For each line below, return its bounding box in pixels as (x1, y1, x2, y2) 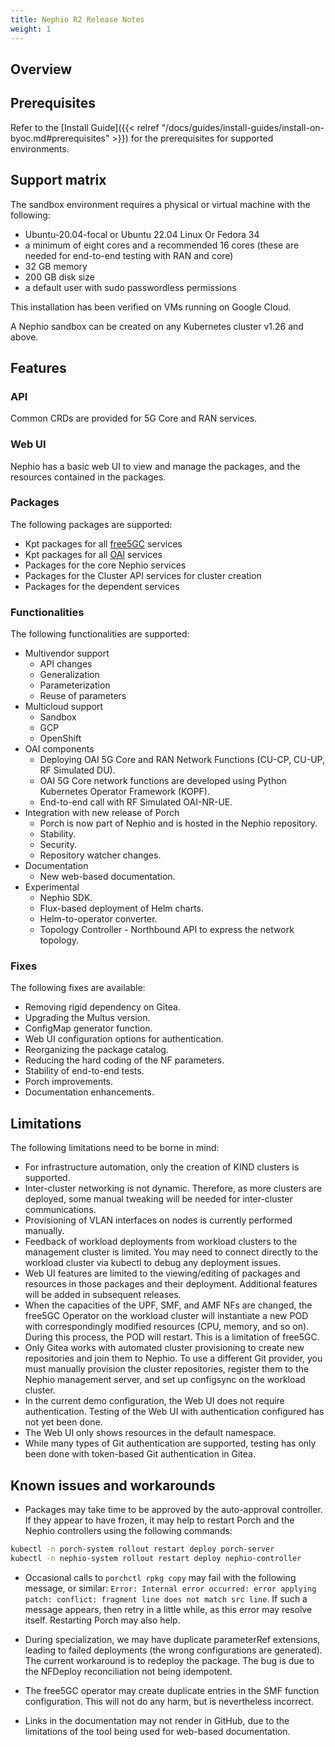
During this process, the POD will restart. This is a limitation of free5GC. (24, 1331, 320, 1343)
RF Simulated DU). (39, 764, 116, 776)
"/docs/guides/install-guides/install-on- (161, 121, 325, 133)
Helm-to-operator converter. (39, 913, 158, 925)
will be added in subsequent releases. (24, 1289, 182, 1301)
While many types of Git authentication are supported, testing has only (24, 1437, 317, 1450)
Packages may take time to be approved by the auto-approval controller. (24, 1504, 323, 1516)
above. (10, 331, 39, 343)
